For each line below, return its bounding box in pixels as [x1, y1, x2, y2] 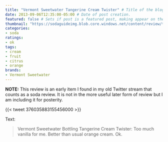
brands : [5, 68, 21, 73]
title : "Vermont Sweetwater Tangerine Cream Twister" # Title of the [5, 7, 153, 12]
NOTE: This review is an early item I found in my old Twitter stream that [5, 86, 152, 92]
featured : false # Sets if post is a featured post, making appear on [5, 16, 155, 21]
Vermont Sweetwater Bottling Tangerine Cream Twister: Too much [17, 125, 154, 131]
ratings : [5, 35, 23, 40]
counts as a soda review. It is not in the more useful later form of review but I [5, 91, 163, 97]
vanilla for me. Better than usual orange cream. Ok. [17, 131, 122, 137]
